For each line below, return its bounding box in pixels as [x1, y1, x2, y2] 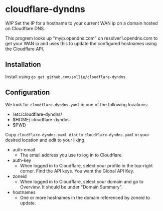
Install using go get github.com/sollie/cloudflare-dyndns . [5, 74, 127, 80]
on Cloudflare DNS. [5, 25, 45, 31]
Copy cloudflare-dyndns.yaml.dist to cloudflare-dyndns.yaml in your [5, 131, 149, 137]
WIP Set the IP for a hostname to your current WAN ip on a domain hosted [5, 20, 158, 26]
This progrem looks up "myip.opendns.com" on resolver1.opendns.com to [5, 35, 158, 41]
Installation [5, 60, 41, 69]
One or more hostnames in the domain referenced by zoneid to [20, 194, 150, 200]
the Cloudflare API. [5, 46, 44, 52]
